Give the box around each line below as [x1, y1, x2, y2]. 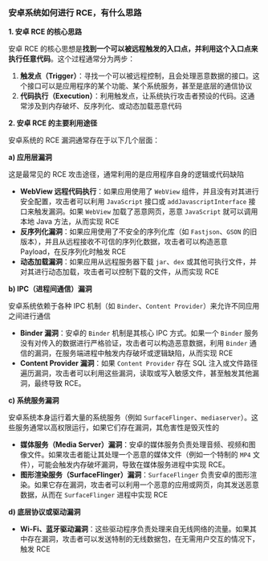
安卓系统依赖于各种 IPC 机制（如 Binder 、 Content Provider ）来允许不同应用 [8, 301, 260, 311]
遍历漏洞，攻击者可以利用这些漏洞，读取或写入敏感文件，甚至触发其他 [19, 368, 253, 379]
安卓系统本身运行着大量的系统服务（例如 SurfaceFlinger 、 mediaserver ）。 [8, 412, 251, 423]
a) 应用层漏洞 [8, 153, 52, 162]
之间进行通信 [8, 311, 51, 321]
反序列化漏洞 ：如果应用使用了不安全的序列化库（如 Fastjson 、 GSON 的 [19, 227, 250, 236]
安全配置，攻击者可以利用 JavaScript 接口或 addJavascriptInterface [19, 197, 247, 207]
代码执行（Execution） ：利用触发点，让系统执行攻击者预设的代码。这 [19, 91, 248, 101]
